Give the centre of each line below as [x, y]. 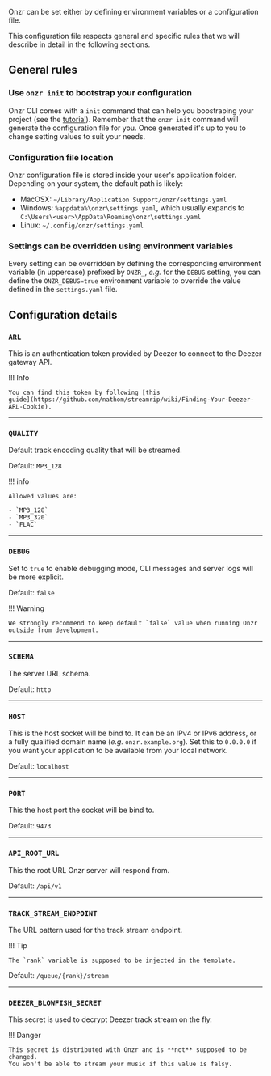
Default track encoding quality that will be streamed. [96, 450]
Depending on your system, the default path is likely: [96, 183]
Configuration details [63, 315]
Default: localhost [39, 766]
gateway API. [30, 362]
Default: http [30, 689]
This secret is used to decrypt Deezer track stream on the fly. [110, 1019]
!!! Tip [18, 946]
